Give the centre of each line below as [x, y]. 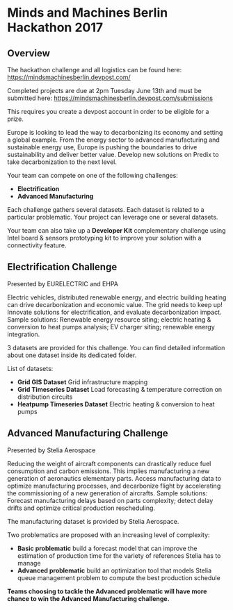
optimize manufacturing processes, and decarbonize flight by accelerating [114, 486]
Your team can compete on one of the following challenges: [93, 175]
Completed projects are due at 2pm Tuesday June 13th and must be [104, 91]
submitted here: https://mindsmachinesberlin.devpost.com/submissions [110, 98]
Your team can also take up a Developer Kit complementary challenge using [116, 230]
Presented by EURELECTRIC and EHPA [63, 283]
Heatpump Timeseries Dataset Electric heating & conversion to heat [116, 404]
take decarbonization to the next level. [62, 162]
